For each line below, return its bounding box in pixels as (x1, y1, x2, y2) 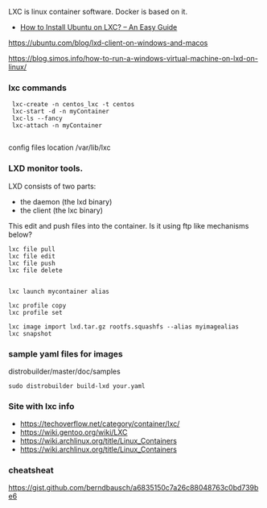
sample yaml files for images (8, 348, 123, 359)
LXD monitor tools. (8, 163, 83, 174)
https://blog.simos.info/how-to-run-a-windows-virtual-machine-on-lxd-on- (8, 54, 259, 63)
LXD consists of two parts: (8, 181, 97, 191)
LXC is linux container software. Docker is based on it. (8, 7, 187, 16)
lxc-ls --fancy (11, 114, 63, 123)
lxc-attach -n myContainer (11, 122, 103, 130)
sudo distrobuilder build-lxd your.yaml (8, 382, 146, 390)
